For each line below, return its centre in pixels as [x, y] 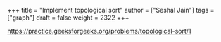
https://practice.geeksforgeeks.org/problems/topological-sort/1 [99, 31]
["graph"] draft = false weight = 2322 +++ [68, 17]
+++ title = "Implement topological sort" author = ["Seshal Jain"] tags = [111, 10]
